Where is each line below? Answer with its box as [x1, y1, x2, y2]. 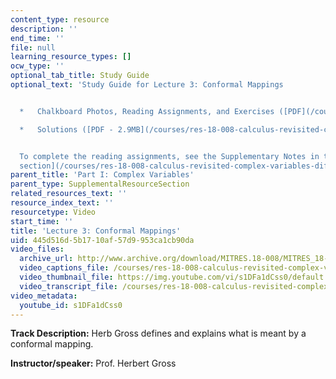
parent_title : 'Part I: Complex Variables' [10, 170, 195, 180]
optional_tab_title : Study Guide [10, 71, 150, 81]
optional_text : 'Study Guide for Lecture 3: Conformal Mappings [10, 80, 284, 90]
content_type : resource [10, 14, 110, 25]
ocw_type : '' [10, 61, 65, 71]
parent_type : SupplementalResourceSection [10, 179, 190, 190]
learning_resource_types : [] [10, 52, 132, 62]
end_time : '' [10, 33, 65, 43]
